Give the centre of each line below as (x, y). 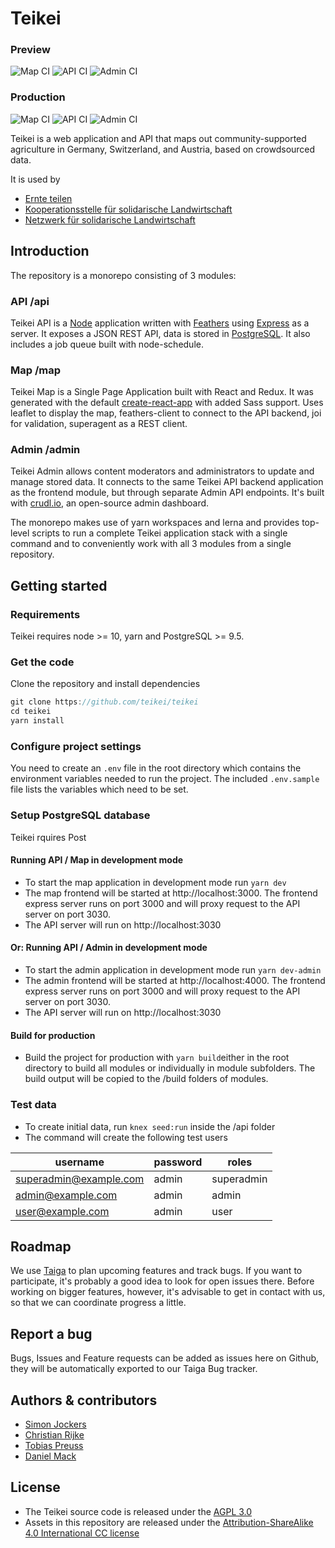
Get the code (42, 662)
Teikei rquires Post (48, 837)
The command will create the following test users (126, 1137)
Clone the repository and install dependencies (105, 684)
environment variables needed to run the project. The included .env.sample (165, 779)
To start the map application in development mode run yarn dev (155, 882)
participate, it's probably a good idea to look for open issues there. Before (162, 1281)
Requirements (45, 614)
